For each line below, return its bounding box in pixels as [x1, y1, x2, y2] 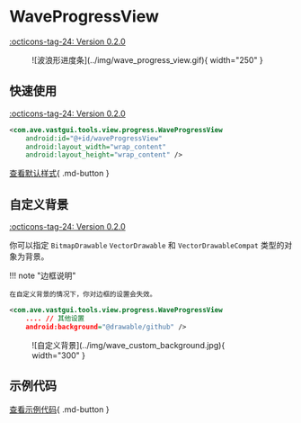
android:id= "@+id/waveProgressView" [25, 133, 164, 143]
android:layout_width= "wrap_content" [25, 142, 167, 151]
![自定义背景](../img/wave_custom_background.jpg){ [31, 339, 226, 350]
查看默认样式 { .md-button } [9, 168, 110, 179]
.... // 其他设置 [25, 313, 85, 323]
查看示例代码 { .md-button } [9, 403, 110, 415]
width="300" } [31, 349, 86, 361]
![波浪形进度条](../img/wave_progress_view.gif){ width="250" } [31, 54, 263, 65]
